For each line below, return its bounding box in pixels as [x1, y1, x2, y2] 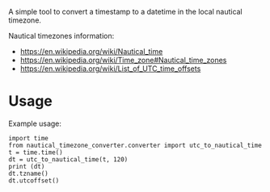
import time [8, 134, 49, 142]
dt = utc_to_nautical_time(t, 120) [8, 155, 129, 164]
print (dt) [8, 162, 45, 170]
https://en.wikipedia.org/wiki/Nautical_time [19, 47, 163, 56]
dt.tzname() [8, 169, 49, 177]
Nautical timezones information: [8, 31, 115, 40]
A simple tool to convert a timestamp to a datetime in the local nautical [8, 7, 243, 16]
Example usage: [8, 119, 62, 128]
